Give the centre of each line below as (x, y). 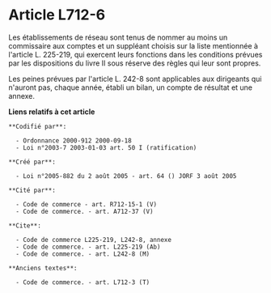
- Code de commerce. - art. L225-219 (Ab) (88, 247)
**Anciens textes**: (43, 268)
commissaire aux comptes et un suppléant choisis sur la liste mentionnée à (133, 45)
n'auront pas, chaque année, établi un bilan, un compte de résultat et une (131, 87)
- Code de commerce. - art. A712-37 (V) (85, 211)
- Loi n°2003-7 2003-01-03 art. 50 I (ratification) (106, 147)
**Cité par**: (32, 190)
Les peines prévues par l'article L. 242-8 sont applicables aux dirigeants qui (135, 79)
